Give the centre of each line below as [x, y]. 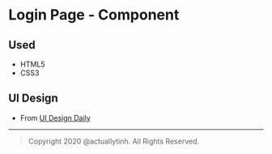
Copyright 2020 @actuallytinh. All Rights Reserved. [114, 141]
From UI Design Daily [55, 118]
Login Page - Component [94, 15]
